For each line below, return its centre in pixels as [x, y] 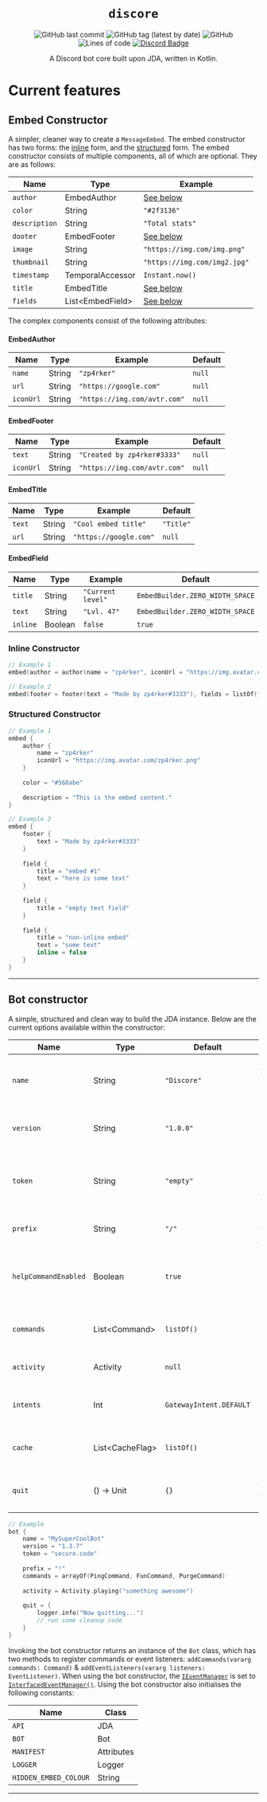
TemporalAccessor [100, 275]
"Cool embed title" [110, 524]
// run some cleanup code [80, 1620]
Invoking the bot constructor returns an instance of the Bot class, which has [132, 1650]
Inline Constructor [44, 648]
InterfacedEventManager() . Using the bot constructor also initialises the [125, 1684]
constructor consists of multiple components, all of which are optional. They [133, 156]
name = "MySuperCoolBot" [64, 1539]
